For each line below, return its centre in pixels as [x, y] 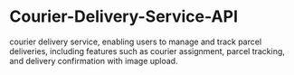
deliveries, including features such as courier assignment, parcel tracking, [147, 51]
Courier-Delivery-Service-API [123, 17]
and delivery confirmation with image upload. [94, 61]
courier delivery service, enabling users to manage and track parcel [136, 42]
